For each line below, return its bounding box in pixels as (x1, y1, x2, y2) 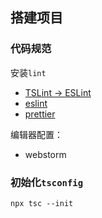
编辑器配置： (10, 128, 63, 140)
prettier (24, 108, 56, 120)
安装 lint (10, 66, 47, 78)
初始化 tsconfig (10, 175, 84, 189)
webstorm (24, 148, 67, 160)
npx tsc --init (10, 198, 74, 208)
